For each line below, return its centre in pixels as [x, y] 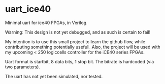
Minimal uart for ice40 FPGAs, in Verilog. [46, 23]
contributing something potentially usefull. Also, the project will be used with [83, 47]
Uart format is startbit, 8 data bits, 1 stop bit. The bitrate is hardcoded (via [80, 61]
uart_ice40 [28, 9]
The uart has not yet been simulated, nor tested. [54, 76]
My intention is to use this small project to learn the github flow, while [75, 42]
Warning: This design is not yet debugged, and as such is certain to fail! [78, 32]
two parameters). [23, 67]
